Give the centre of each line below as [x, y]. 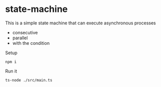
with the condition [31, 43]
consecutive [25, 32]
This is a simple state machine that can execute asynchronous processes [80, 23]
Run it [11, 71]
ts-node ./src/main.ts [29, 80]
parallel [20, 38]
